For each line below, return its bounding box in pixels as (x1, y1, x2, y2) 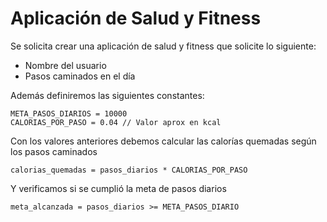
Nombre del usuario (24, 59, 107, 71)
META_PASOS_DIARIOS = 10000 (10, 108, 128, 119)
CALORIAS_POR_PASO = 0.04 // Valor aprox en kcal (10, 117, 222, 127)
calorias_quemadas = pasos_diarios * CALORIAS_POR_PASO (10, 165, 248, 175)
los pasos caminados (10, 145, 98, 157)
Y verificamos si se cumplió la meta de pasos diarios (10, 182, 227, 194)
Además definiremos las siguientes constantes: (10, 89, 205, 101)
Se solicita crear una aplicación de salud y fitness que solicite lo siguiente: (10, 40, 317, 52)
